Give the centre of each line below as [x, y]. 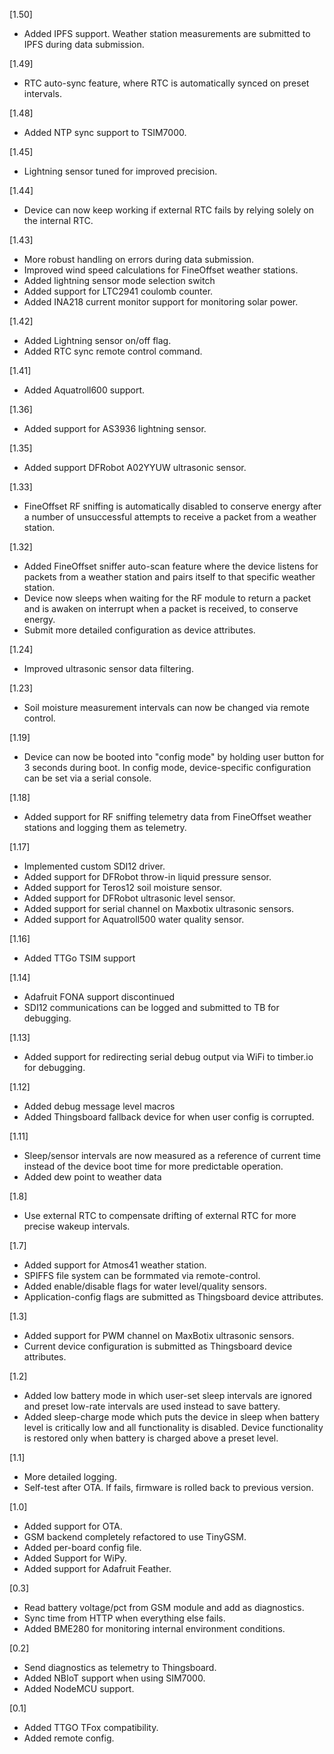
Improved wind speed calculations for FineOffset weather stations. [161, 270]
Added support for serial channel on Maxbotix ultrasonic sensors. [159, 908]
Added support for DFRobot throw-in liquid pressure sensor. [147, 877]
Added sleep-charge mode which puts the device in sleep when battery [171, 1417]
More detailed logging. [70, 1477]
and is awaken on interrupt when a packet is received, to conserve [161, 608]
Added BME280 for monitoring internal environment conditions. [154, 1628]
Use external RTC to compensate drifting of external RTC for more [160, 1215]
